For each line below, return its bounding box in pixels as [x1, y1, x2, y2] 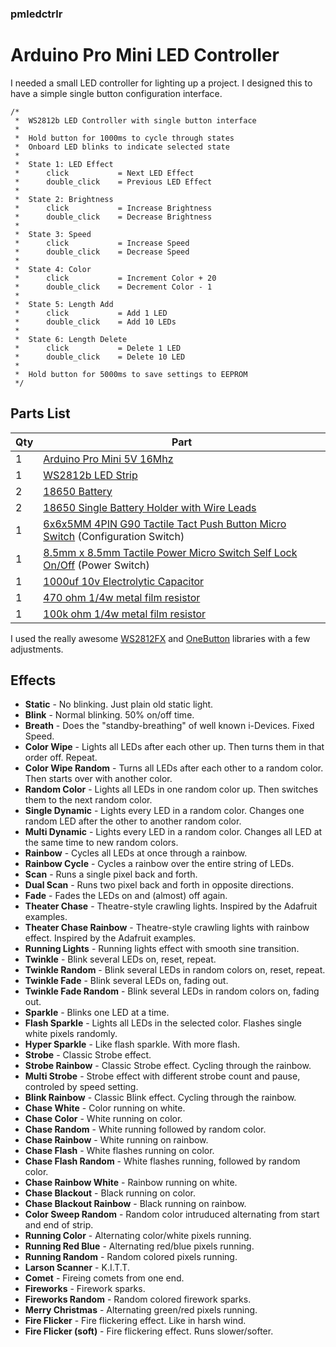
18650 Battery [43, 484, 113, 498]
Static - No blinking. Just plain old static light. [24, 698, 214, 711]
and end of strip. [24, 1219, 94, 1231]
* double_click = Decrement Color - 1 [14, 282, 213, 292]
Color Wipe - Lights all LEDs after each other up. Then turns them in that [24, 741, 325, 753]
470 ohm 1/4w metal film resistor [43, 590, 201, 604]
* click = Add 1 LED [14, 308, 168, 318]
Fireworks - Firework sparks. [24, 1283, 146, 1295]
